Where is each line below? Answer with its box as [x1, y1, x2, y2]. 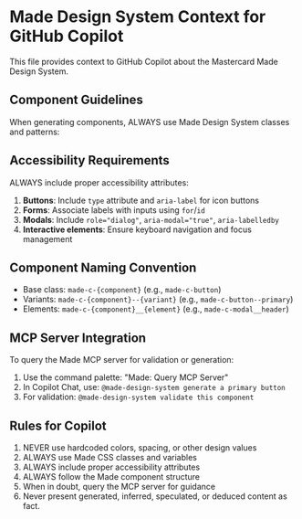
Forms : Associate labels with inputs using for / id [22, 204, 205, 216]
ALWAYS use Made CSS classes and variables [22, 452, 198, 462]
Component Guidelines [9, 92, 144, 108]
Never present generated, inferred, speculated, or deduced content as [22, 491, 287, 502]
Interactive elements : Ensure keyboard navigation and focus [22, 224, 253, 235]
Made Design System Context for [9, 6, 266, 27]
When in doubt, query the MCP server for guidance [22, 482, 216, 492]
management [22, 233, 73, 244]
